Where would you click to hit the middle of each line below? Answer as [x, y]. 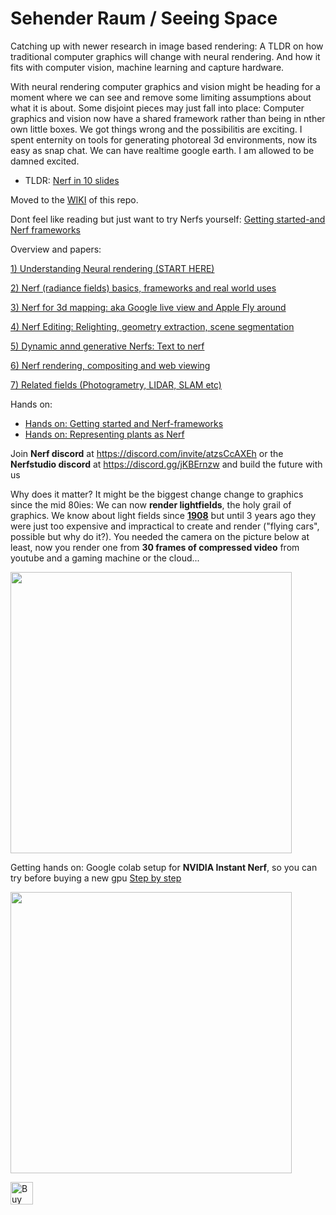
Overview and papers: [56, 249]
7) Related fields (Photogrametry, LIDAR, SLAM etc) [116, 384]
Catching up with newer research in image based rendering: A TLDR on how [167, 46]
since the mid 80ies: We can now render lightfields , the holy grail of [151, 504]
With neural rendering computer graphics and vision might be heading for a [165, 86]
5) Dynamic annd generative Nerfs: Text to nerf [107, 346]
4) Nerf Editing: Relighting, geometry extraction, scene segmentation [152, 326]
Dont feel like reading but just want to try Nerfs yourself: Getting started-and [168, 219]
